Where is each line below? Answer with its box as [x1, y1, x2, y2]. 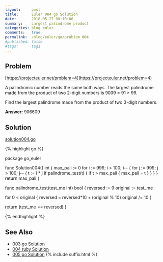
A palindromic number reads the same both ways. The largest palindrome [5, 85, 154, 91]
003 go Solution [12, 241, 45, 247]
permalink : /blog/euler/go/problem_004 [5, 35, 89, 40]
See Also [5, 228, 33, 236]
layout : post [5, 7, 41, 12]
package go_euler [5, 156, 42, 162]
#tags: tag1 [5, 44, 41, 49]
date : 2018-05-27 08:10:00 [5, 16, 74, 21]
